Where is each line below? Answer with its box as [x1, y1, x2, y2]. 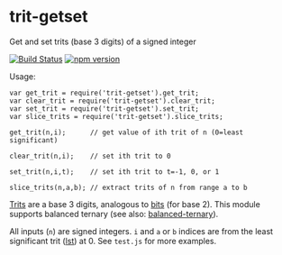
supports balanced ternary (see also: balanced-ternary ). [9, 208, 219, 219]
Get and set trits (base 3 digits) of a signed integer [9, 36, 196, 47]
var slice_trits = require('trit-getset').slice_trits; [9, 112, 223, 121]
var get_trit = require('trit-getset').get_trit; [9, 88, 200, 97]
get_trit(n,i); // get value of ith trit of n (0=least [9, 128, 244, 137]
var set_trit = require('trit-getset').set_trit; [9, 104, 200, 114]
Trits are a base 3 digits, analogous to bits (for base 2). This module [9, 198, 261, 209]
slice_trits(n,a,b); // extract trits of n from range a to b [9, 183, 248, 192]
